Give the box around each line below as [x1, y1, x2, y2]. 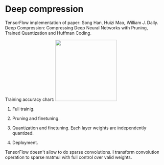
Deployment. [12, 140, 38, 145]
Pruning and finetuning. [12, 115, 60, 121]
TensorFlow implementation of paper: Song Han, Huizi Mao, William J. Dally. [5, 20, 159, 25]
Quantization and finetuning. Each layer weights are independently [12, 125, 147, 131]
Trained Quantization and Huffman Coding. [5, 30, 92, 36]
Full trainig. [12, 106, 35, 112]
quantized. [12, 130, 34, 136]
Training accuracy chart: [5, 96, 55, 102]
